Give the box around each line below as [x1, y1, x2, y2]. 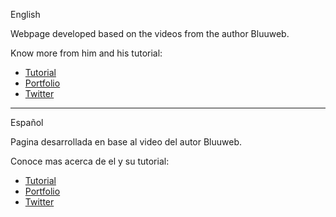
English [10, 9, 41, 20]
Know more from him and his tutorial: [10, 47, 163, 59]
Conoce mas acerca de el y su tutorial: [10, 155, 170, 167]
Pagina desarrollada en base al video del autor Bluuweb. [10, 136, 243, 148]
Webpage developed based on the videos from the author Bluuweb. [10, 28, 290, 39]
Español [10, 117, 44, 128]
